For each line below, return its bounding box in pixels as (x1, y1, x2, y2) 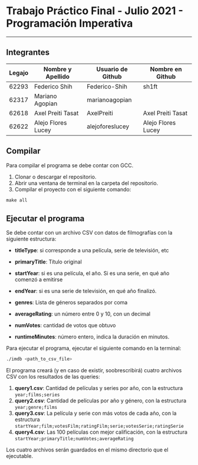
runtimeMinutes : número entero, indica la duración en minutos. (14, 333, 170, 340)
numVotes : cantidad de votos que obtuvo (14, 322, 116, 329)
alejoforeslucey (87, 122, 130, 131)
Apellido (45, 72, 70, 80)
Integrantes (6, 47, 50, 57)
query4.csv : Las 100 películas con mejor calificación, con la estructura (14, 428, 187, 435)
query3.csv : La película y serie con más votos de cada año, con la (14, 409, 177, 417)
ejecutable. (6, 453, 34, 460)
